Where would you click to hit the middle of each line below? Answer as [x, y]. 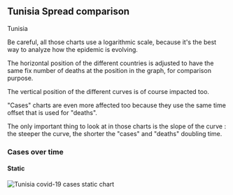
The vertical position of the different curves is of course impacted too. [108, 91]
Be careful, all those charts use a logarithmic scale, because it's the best [112, 42]
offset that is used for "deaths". [52, 112]
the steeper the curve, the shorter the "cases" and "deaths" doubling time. [115, 133]
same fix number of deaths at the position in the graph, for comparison [110, 70]
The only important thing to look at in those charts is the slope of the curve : [116, 126]
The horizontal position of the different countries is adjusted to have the [111, 63]
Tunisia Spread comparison [69, 12]
